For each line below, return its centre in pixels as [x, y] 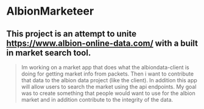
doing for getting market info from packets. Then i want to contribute [107, 74]
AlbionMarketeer [50, 11]
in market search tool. [49, 53]
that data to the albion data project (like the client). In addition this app [109, 80]
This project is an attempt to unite [72, 34]
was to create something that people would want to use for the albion [108, 93]
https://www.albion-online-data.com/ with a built [102, 43]
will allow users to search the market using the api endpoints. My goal [109, 87]
